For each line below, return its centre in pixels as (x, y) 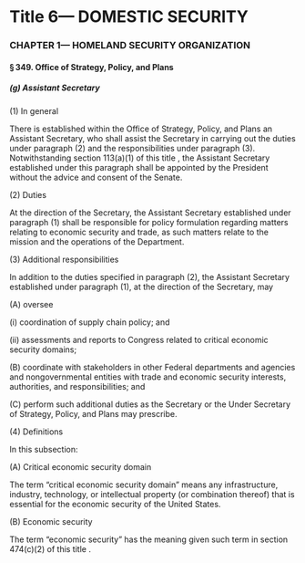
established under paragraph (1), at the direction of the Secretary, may (142, 287)
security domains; (43, 349)
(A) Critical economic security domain (81, 466)
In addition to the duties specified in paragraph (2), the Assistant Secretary (149, 276)
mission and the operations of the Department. (97, 241)
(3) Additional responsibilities (64, 259)
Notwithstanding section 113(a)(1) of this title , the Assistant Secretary (140, 158)
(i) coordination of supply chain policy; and (90, 322)
